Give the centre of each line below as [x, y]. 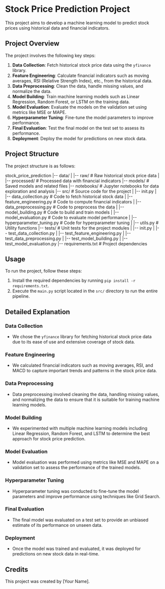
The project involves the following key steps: [50, 55]
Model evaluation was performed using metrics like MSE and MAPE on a [85, 462]
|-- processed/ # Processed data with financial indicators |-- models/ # [77, 181]
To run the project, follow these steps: [44, 271]
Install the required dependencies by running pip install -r [74, 280]
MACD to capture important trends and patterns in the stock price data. [84, 371]
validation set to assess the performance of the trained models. [77, 468]
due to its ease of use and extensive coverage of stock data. [74, 342]
